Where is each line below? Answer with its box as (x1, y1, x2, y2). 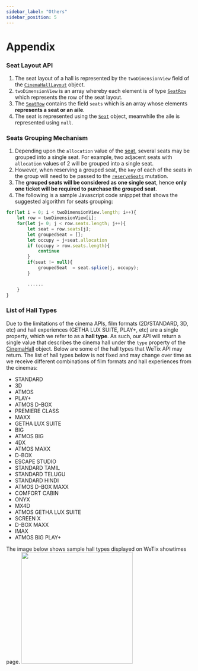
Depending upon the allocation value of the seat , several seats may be (14, 147, 190, 155)
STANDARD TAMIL (14, 464, 60, 471)
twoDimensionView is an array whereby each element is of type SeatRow (14, 87, 187, 94)
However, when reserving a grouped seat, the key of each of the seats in (14, 166, 193, 173)
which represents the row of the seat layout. (14, 93, 123, 101)
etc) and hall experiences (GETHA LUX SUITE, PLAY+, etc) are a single (6, 326, 178, 333)
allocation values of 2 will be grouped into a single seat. (14, 160, 154, 167)
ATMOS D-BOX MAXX (14, 483, 69, 490)
